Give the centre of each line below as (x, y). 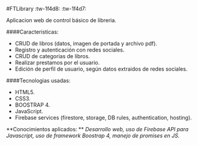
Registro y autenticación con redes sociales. (70, 50)
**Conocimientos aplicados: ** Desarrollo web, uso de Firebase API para (97, 129)
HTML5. (25, 92)
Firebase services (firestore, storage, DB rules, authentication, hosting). (103, 117)
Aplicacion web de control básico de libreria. (61, 20)
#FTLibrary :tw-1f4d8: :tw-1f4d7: (46, 9)
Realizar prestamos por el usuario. (57, 63)
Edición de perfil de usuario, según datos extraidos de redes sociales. (101, 69)
